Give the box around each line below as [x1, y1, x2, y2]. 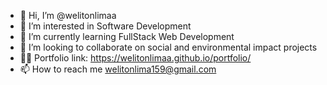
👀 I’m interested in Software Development [19, 20, 192, 32]
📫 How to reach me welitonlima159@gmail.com [19, 63, 217, 75]
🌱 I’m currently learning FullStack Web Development [19, 31, 235, 42]
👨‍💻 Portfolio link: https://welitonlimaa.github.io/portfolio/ [19, 52, 252, 64]
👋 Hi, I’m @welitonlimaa [19, 10, 117, 21]
